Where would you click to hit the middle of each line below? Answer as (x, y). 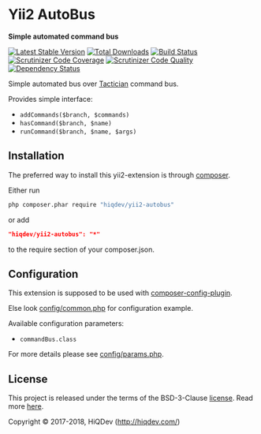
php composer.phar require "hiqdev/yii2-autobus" (91, 204)
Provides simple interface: (50, 99)
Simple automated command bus (63, 36)
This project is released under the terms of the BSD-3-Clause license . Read (131, 398)
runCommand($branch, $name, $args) (78, 132)
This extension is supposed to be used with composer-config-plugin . (120, 293)
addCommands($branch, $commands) (75, 115)
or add (19, 219)
